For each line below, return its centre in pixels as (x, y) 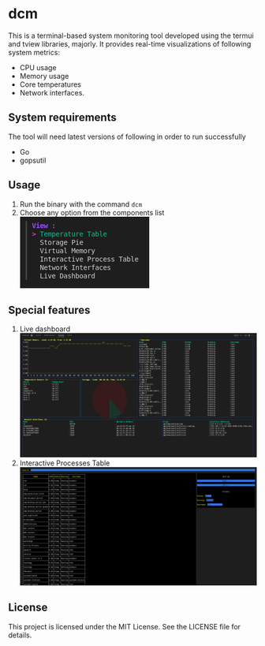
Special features (49, 310)
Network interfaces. (52, 92)
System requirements (62, 118)
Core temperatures (50, 84)
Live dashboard (45, 329)
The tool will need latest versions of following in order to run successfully (127, 136)
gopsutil (33, 160)
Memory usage (44, 76)
